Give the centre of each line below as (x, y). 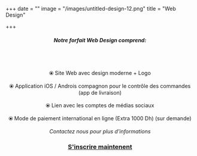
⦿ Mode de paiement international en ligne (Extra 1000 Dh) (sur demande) (100, 118)
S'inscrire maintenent (100, 146)
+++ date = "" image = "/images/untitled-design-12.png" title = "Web (91, 9)
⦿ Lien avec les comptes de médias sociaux (100, 105)
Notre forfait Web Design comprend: (100, 40)
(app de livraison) (100, 92)
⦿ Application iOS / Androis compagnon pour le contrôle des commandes (100, 86)
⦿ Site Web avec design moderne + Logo (100, 73)
